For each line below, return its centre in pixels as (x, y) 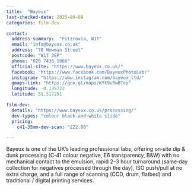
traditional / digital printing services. (50, 180)
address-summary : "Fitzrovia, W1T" (57, 39)
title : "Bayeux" (28, 12)
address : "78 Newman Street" (47, 50)
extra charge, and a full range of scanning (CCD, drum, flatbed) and (89, 174)
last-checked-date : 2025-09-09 (45, 17)
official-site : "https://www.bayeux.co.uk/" (67, 66)
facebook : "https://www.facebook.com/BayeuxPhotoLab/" (81, 72)
